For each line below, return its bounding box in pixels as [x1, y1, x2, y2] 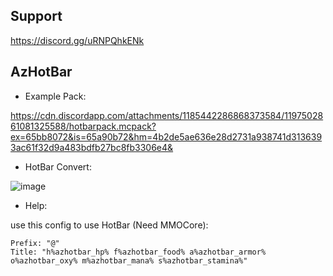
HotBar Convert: [24, 160, 92, 173]
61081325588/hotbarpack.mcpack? [10, 120, 157, 132]
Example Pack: [24, 90, 87, 102]
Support [10, 8, 63, 25]
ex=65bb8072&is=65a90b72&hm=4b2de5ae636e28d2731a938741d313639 [10, 130, 323, 143]
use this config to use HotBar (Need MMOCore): [10, 219, 209, 231]
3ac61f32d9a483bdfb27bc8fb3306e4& [10, 141, 174, 153]
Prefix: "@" [10, 238, 60, 248]
